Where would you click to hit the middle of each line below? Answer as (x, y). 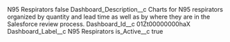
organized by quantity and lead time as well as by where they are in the (109, 17)
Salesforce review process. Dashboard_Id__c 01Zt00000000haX (99, 24)
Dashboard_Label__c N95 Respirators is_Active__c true (85, 31)
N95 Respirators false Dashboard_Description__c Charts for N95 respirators (115, 9)
